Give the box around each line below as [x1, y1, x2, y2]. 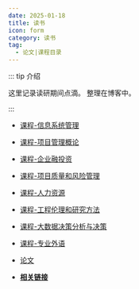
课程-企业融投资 [19, 154, 73, 164]
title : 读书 [8, 19, 45, 27]
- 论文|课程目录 [15, 48, 62, 56]
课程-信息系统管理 [19, 121, 79, 129]
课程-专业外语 [19, 239, 66, 248]
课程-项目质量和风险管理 [19, 171, 101, 180]
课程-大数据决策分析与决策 [19, 222, 107, 231]
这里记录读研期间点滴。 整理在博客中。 [8, 88, 136, 98]
